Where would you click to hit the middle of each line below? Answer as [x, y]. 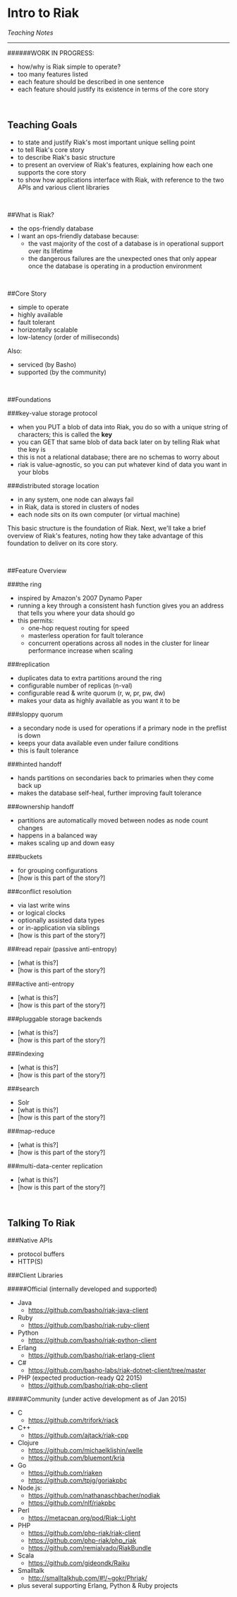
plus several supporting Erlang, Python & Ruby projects [98, 1585]
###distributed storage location [53, 485]
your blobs [33, 472]
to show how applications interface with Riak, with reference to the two [121, 180]
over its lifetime [50, 251]
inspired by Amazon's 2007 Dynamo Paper [80, 598]
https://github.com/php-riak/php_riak [82, 1540]
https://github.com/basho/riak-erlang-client [91, 1355]
